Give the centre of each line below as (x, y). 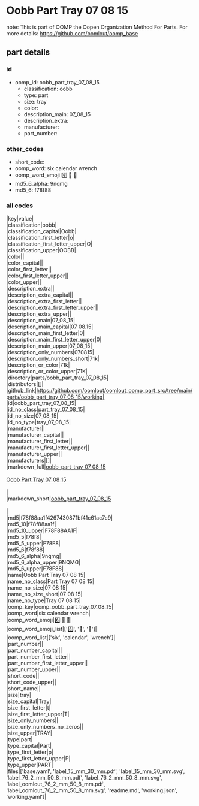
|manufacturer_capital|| (35, 435)
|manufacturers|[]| (29, 461)
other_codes (25, 149)
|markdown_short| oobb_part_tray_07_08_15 (59, 499)
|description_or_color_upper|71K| (47, 372)
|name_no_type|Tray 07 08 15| (43, 600)
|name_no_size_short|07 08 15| (44, 594)
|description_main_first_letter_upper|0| (54, 340)
